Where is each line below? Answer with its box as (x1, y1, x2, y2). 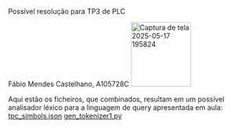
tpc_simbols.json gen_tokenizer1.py (8, 112, 123, 120)
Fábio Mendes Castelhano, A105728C (8, 79, 129, 89)
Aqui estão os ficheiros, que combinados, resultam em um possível (8, 94, 225, 104)
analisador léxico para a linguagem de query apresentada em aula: (8, 103, 223, 112)
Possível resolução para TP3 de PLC (8, 7, 126, 16)
